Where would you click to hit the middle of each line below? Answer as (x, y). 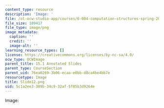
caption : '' (22, 37)
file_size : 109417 (24, 23)
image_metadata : (21, 32)
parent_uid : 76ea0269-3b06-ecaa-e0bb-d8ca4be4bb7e (58, 73)
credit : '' (20, 41)
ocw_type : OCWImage (25, 59)
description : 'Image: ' (29, 14)
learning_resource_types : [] (35, 50)
